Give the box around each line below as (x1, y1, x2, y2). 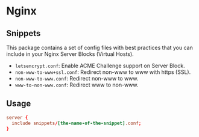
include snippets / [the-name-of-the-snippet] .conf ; (11, 120, 142, 126)
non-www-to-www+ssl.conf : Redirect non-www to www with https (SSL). (14, 68, 191, 76)
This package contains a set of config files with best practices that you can (6, 44, 193, 51)
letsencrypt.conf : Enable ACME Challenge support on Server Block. (14, 62, 185, 69)
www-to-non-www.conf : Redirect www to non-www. (14, 81, 139, 88)
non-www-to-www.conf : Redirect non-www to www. (14, 75, 139, 82)
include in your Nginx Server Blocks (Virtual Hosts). (6, 50, 134, 58)
